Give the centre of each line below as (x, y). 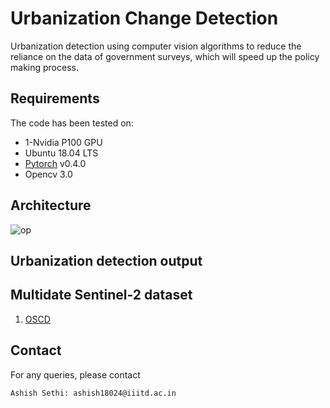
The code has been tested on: (72, 123)
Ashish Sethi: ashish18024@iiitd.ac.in (93, 393)
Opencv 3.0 (48, 174)
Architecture (51, 205)
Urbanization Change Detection (144, 18)
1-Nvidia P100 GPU (63, 142)
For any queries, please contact (75, 374)
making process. (44, 67)
